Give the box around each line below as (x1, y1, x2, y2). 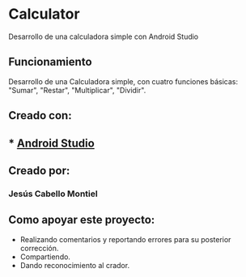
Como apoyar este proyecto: (8, 213, 155, 227)
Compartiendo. (19, 252, 71, 262)
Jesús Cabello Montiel (8, 188, 99, 199)
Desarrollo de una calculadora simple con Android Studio (8, 32, 199, 41)
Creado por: (8, 164, 70, 177)
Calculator (8, 5, 80, 23)
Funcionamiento (8, 55, 92, 69)
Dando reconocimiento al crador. (19, 260, 130, 270)
